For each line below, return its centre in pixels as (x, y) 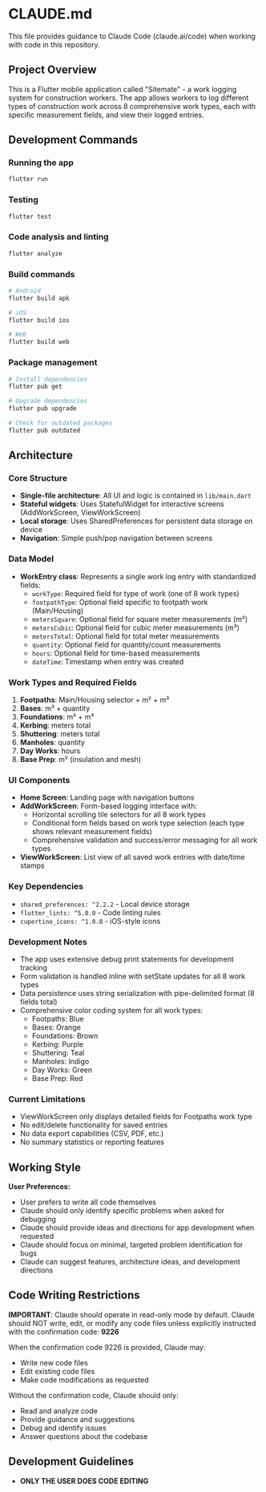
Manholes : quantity (52, 743)
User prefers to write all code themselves (88, 1202)
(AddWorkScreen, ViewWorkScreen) (80, 513)
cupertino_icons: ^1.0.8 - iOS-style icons (90, 921)
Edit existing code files (57, 1371)
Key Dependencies (46, 886)
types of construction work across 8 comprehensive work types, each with (132, 106)
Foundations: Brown (65, 1035)
